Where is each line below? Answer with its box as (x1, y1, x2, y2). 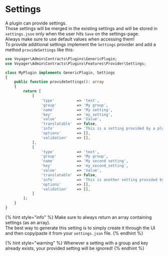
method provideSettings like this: (5, 47, 74, 53)
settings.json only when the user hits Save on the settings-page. (5, 31, 139, 37)
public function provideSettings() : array (14, 79, 104, 85)
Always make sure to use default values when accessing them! (5, 36, 135, 42)
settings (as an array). (5, 219, 50, 225)
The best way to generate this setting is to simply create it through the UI (5, 224, 155, 231)
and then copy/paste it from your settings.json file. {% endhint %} (5, 230, 143, 236)
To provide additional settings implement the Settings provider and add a (5, 41, 156, 47)
